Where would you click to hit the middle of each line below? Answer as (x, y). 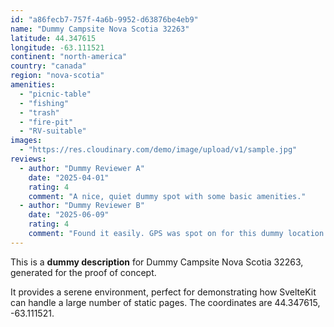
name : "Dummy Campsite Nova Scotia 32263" (100, 29)
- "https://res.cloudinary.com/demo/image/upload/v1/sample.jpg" (158, 150)
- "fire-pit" (46, 122)
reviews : (28, 159)
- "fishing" (44, 103)
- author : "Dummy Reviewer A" (82, 168)
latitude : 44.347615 (53, 38)
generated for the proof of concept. (83, 272)
